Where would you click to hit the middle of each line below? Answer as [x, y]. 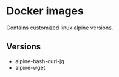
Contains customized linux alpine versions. [60, 28]
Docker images [45, 11]
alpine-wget [30, 67]
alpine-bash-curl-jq [40, 61]
